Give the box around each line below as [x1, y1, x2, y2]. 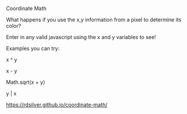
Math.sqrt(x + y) [6, 79, 46, 85]
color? [6, 23, 22, 29]
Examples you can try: [6, 45, 60, 52]
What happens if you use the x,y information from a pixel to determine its [6, 16, 182, 23]
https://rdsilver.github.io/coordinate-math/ [6, 101, 108, 108]
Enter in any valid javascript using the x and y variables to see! [6, 34, 156, 40]
